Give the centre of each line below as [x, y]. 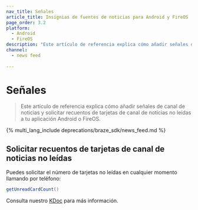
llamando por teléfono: [34, 179]
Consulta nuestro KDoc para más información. [62, 201]
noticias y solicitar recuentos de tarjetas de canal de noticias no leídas [106, 113]
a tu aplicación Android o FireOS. [61, 119]
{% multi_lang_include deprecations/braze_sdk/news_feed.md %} [86, 130]
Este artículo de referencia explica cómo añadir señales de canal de [103, 106]
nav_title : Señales [30, 12]
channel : [17, 50]
